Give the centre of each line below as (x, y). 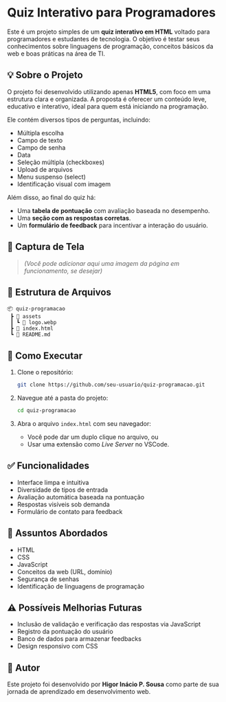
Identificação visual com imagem (64, 184)
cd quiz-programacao (46, 411)
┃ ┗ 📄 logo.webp (33, 323)
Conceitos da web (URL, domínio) (65, 571)
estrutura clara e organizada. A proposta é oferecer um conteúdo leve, (107, 99)
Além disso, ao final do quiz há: (52, 197)
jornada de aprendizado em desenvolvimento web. (79, 692)
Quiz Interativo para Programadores (112, 13)
